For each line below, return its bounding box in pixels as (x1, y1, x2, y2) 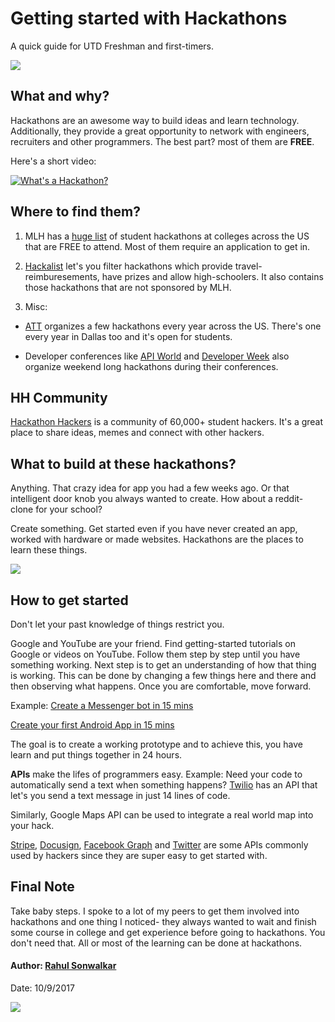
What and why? (10, 88, 110, 105)
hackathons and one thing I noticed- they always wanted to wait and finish (10, 915, 317, 927)
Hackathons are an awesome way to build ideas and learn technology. (10, 114, 300, 126)
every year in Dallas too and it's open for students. (24, 330, 233, 342)
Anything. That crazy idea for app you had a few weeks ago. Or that (10, 482, 290, 494)
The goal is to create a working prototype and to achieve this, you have (10, 738, 303, 750)
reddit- (274, 493, 304, 505)
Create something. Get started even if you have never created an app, (10, 523, 298, 535)
